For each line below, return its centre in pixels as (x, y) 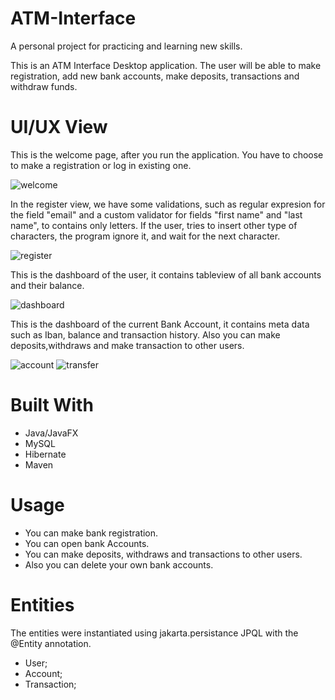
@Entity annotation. (51, 643)
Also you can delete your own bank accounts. (119, 564)
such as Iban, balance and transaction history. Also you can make (145, 334)
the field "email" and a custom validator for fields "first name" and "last (156, 214)
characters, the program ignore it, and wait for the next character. (145, 236)
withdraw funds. (44, 86)
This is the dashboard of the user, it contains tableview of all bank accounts (166, 274)
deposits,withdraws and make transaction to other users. (127, 345)
